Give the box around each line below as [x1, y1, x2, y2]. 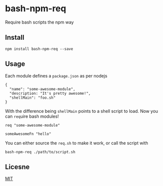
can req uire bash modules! [5, 113, 59, 119]
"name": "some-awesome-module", [9, 86, 76, 91]
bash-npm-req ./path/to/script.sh [5, 149, 76, 155]
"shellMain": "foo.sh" [9, 95, 56, 100]
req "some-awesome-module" [5, 123, 60, 128]
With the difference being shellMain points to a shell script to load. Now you [5, 108, 158, 114]
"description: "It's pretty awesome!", [9, 91, 91, 96]
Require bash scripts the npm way [5, 19, 74, 25]
